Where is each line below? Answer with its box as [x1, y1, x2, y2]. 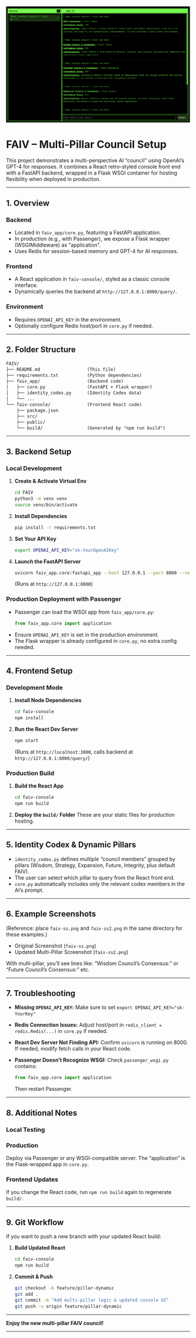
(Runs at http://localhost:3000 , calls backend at [14, 748, 133, 755]
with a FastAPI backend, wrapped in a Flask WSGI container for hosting [6, 169, 178, 176]
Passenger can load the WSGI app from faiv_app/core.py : [14, 608, 155, 615]
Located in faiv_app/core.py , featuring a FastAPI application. [14, 229, 162, 236]
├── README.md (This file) [6, 367, 116, 372]
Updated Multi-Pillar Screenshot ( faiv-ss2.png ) [14, 948, 128, 955]
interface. [14, 282, 38, 289]
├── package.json [16, 408, 59, 413]
